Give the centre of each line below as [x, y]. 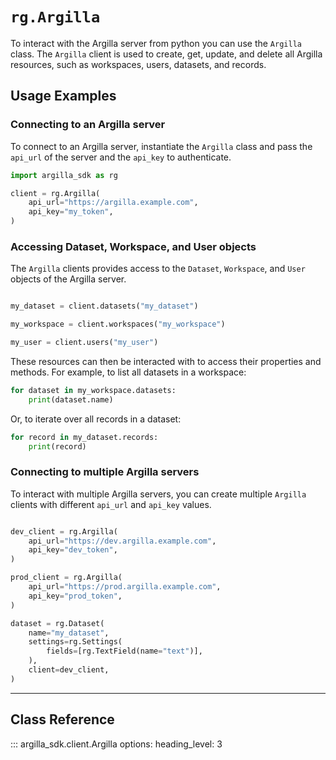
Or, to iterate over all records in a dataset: [96, 419]
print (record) [57, 446]
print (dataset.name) [71, 399]
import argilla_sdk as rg [64, 175]
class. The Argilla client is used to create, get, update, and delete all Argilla [166, 54]
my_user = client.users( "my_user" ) [84, 343]
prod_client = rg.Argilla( [66, 578]
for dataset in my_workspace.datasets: [93, 390]
